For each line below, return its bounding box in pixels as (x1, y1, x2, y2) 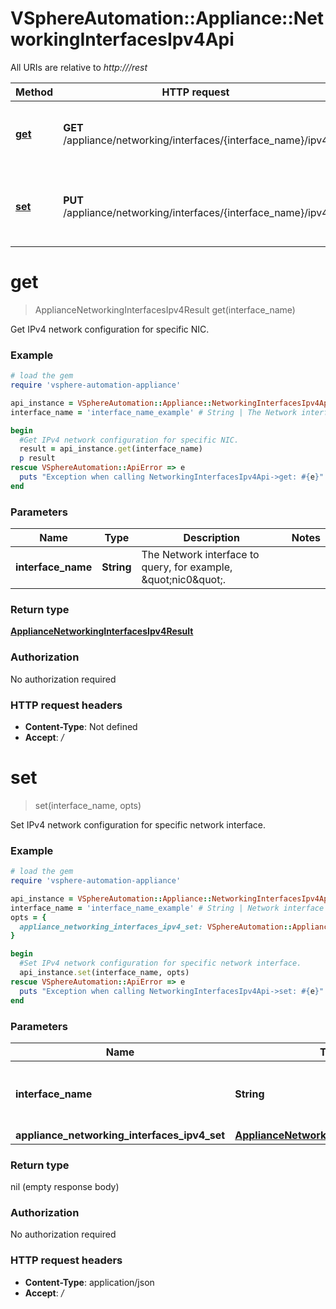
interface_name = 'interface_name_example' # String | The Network (10, 407, 298, 417)
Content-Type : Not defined (24, 720, 138, 732)
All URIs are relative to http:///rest (10, 61, 148, 73)
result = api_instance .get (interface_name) (19, 444, 203, 454)
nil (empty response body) (10, 1181, 120, 1193)
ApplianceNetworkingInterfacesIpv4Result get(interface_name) (34, 303, 296, 316)
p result (19, 453, 56, 464)
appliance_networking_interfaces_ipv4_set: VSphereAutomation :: (19, 922, 293, 932)
